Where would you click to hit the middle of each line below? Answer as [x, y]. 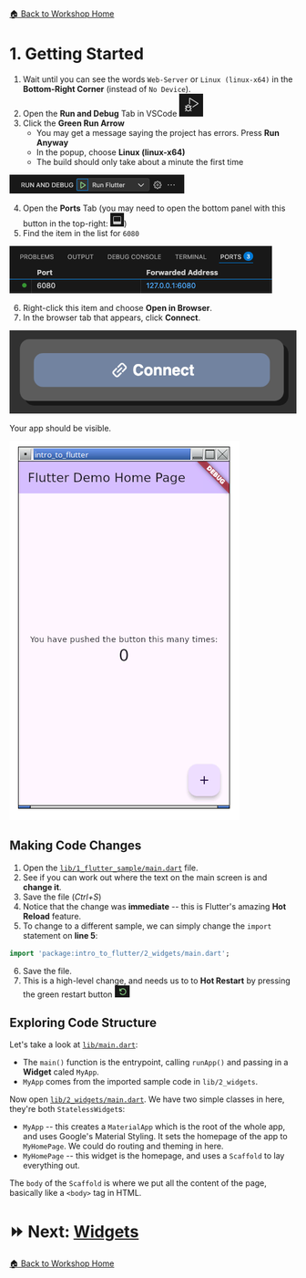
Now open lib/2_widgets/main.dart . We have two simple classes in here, [147, 1099]
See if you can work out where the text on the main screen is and [145, 877]
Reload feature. [52, 916]
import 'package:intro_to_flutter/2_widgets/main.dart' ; [120, 953]
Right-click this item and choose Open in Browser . [117, 307]
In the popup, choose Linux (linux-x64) [111, 152]
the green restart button [67, 994]
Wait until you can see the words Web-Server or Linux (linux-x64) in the [158, 79]
